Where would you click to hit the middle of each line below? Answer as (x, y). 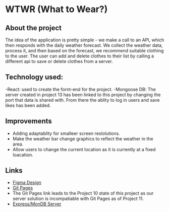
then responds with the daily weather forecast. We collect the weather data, (84, 45)
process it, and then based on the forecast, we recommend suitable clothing (84, 51)
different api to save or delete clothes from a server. (59, 61)
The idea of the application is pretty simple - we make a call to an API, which (85, 40)
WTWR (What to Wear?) (57, 9)
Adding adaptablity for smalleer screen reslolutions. (66, 133)
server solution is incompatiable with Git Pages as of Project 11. (78, 199)
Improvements (29, 121)
